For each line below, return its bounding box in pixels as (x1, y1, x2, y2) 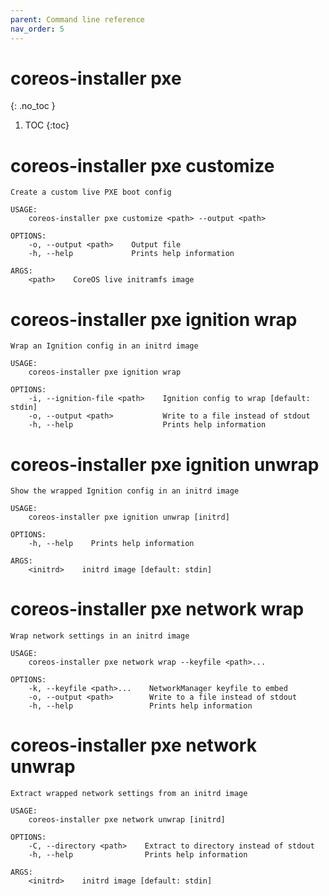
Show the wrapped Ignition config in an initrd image (10, 486, 240, 496)
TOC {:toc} (24, 119, 70, 131)
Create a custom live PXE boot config (10, 187, 172, 198)
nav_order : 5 (10, 24, 65, 34)
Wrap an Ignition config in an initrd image (10, 341, 199, 351)
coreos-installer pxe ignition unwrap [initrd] (28, 512, 230, 523)
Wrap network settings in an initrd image (10, 631, 190, 641)
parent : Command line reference (10, 14, 145, 25)
